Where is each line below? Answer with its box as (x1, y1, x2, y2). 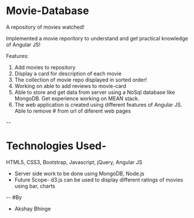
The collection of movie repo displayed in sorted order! (14, 76, 147, 83)
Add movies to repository (14, 63, 76, 71)
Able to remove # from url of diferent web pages (14, 107, 131, 114)
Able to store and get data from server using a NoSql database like (14, 88, 175, 96)
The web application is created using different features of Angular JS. (14, 101, 182, 108)
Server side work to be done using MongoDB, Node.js (14, 170, 145, 177)
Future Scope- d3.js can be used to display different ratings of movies (14, 176, 183, 183)
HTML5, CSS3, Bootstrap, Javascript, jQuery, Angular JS (6, 158, 143, 165)
